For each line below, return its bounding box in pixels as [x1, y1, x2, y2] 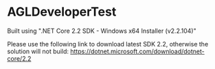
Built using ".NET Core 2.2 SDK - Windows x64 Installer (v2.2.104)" [7, 27, 197, 35]
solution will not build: [7, 47, 69, 55]
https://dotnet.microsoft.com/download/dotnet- [69, 47, 205, 55]
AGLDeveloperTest [7, 4, 117, 20]
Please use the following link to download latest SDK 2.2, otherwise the [7, 40, 209, 48]
